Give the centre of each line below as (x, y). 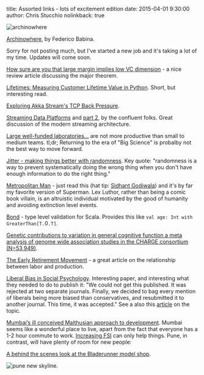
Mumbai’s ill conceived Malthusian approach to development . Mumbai (94, 322)
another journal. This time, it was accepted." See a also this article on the (98, 304)
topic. (13, 311)
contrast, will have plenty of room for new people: (69, 342)
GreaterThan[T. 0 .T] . (32, 223)
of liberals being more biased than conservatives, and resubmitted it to (95, 298)
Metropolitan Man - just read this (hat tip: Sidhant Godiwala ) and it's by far (100, 185)
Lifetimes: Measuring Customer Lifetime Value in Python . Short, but (91, 87)
